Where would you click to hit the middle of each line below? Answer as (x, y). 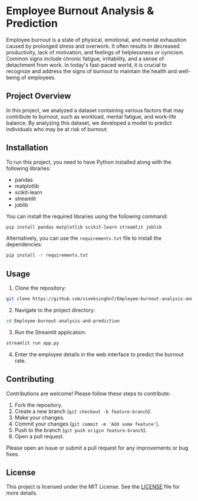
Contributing (30, 379)
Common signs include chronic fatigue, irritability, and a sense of (85, 58)
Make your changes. (39, 417)
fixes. (13, 454)
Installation (27, 148)
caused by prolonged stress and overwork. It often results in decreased (93, 46)
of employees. (38, 77)
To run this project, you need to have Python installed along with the (89, 162)
